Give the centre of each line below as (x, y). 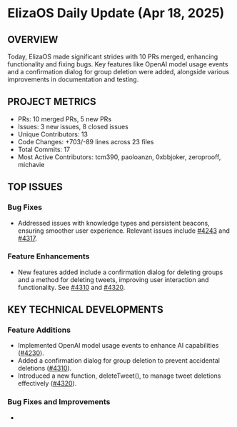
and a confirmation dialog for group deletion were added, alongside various (118, 72)
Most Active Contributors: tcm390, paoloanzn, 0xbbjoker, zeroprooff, (119, 157)
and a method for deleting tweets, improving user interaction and (113, 279)
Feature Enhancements (49, 256)
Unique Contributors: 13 (52, 134)
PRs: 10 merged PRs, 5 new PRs (65, 119)
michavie (31, 164)
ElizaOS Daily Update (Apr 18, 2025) (116, 13)
